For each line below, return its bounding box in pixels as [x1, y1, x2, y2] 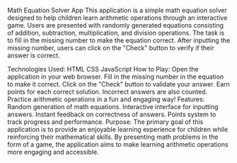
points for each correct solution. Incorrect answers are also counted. [7, 88, 208, 96]
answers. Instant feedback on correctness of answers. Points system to [7, 110, 216, 118]
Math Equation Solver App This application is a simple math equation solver [7, 6, 228, 14]
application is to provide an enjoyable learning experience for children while [7, 125, 229, 133]
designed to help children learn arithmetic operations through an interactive [7, 13, 228, 22]
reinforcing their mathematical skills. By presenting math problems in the [7, 133, 219, 141]
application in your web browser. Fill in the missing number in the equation [7, 72, 224, 81]
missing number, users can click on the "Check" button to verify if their [7, 44, 214, 52]
